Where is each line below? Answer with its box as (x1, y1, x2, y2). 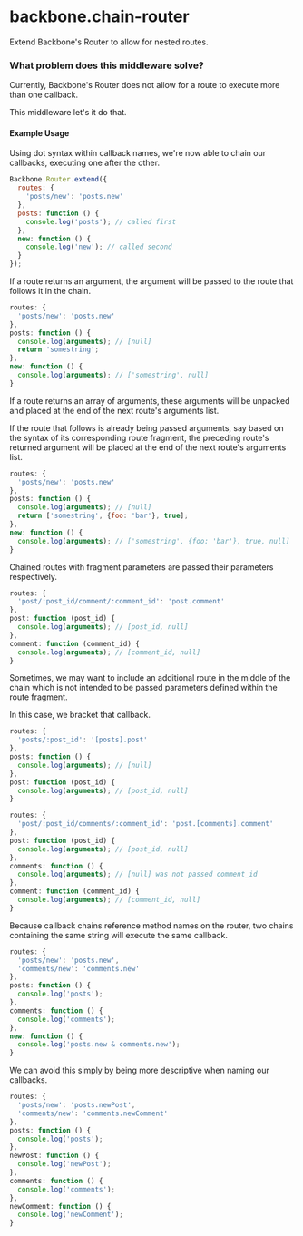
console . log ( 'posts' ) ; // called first (25, 217, 177, 226)
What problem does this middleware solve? (9, 59, 204, 72)
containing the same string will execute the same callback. (9, 929, 229, 940)
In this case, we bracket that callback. (9, 710, 151, 721)
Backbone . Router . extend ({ (9, 175, 107, 184)
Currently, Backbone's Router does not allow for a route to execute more (9, 80, 280, 91)
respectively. (9, 571, 57, 582)
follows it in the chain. (9, 286, 92, 297)
